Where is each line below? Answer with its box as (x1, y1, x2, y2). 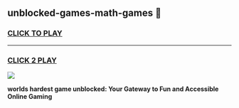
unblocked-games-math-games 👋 (7, 7, 161, 19)
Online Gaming (7, 92, 53, 100)
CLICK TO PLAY (7, 28, 63, 38)
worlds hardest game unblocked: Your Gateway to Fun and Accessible (7, 85, 219, 93)
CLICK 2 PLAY (7, 55, 57, 65)
